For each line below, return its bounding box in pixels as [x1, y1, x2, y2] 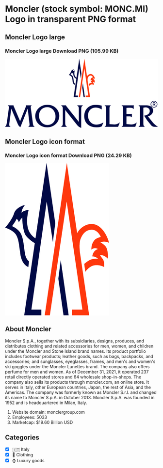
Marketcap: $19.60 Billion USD [12, 419, 73, 425]
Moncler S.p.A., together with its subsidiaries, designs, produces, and [5, 338, 144, 343]
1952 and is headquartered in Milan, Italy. [5, 400, 87, 406]
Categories [5, 434, 40, 442]
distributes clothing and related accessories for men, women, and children [5, 343, 154, 349]
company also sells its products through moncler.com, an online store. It [5, 379, 149, 385]
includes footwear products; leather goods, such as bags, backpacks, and [5, 353, 154, 359]
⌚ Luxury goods [12, 457, 45, 463]
